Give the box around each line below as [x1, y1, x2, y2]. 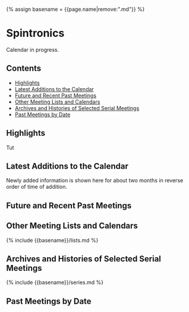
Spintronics [6, 27, 65, 40]
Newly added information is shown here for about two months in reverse [6, 177, 184, 184]
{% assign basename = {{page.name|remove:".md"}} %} [6, 6, 145, 13]
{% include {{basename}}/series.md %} [6, 279, 104, 286]
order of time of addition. [6, 183, 67, 191]
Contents [6, 63, 42, 74]
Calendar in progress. [6, 46, 59, 53]
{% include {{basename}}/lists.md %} [6, 236, 99, 244]
